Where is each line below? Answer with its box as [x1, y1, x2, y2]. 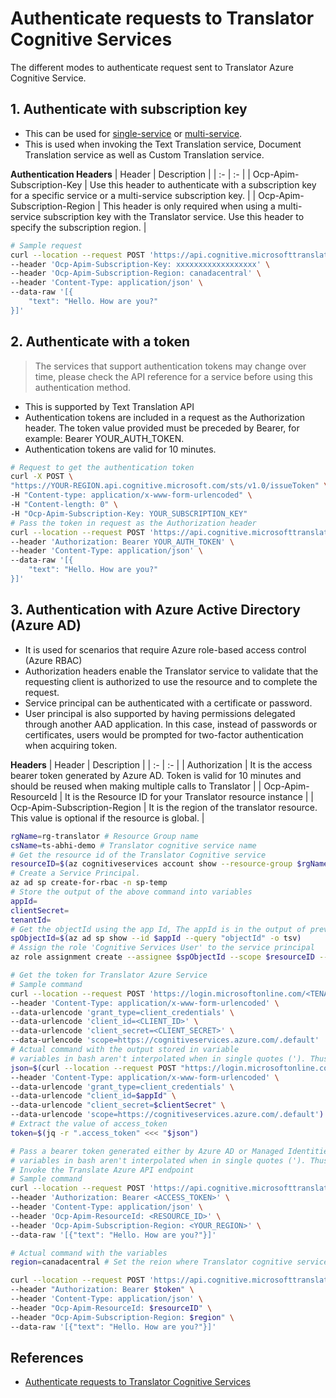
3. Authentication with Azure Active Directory [10, 602, 301, 619]
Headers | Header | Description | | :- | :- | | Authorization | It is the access [10, 758, 313, 771]
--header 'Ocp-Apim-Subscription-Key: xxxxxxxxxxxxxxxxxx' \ [10, 259, 271, 269]
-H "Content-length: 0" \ [10, 500, 118, 510]
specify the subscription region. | [10, 221, 147, 233]
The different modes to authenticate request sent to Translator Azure [10, 61, 294, 73]
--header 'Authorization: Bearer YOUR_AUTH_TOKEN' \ [10, 537, 235, 547]
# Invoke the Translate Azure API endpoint [10, 1165, 195, 1175]
